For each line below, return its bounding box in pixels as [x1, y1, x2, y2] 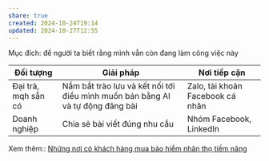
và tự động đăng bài [62, 100, 138, 112]
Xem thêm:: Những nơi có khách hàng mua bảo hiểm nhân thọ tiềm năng [8, 144, 247, 154]
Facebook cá [187, 91, 236, 102]
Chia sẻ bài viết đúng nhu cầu [62, 119, 175, 130]
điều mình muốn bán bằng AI [62, 91, 171, 102]
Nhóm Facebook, [187, 113, 252, 124]
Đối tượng [14, 67, 53, 78]
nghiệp [12, 124, 38, 135]
